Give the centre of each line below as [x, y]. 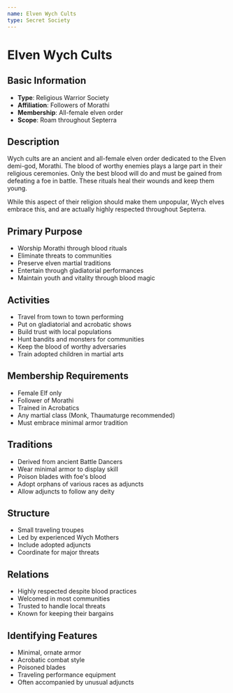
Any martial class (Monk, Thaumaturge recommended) [96, 415]
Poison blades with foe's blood [62, 476]
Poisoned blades [42, 667]
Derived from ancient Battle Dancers [70, 461]
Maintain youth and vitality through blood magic [86, 278]
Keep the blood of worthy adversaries [72, 346]
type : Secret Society [39, 20]
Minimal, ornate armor [49, 652]
